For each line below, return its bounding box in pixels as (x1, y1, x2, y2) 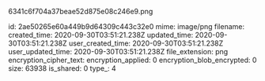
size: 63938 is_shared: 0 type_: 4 (8, 64, 116, 73)
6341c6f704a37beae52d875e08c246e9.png (8, 7, 153, 16)
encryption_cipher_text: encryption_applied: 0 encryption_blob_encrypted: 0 (8, 55, 257, 64)
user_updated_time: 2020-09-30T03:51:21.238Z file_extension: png (8, 47, 229, 56)
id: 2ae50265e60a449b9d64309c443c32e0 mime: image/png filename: (8, 22, 245, 31)
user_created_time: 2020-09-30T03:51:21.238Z (68, 39, 224, 48)
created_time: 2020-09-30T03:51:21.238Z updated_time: (8, 31, 194, 39)
